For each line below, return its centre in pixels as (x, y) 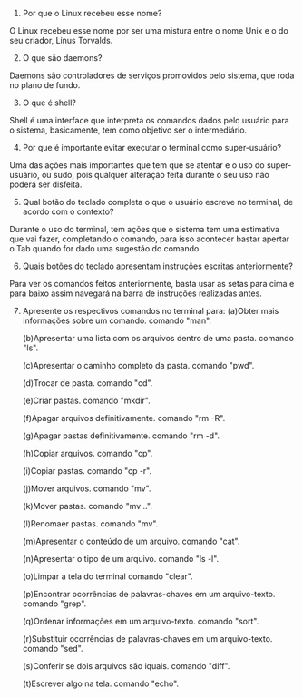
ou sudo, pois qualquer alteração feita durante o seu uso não (155, 175)
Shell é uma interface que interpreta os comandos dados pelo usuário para (149, 120)
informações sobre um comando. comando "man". (117, 320)
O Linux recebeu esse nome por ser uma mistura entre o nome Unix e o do (149, 30)
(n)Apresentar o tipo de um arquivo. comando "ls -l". (121, 559)
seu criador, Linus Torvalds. (61, 40)
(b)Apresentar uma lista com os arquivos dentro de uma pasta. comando (158, 338)
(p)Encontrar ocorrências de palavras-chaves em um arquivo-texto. (149, 594)
